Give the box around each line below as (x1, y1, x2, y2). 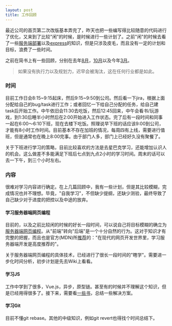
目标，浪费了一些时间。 (5, 46, 55, 52)
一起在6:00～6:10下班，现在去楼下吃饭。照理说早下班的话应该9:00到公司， (5, 120, 164, 126)
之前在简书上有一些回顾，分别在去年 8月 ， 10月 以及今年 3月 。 (5, 57, 132, 63)
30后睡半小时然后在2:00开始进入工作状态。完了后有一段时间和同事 (21, 114, 163, 120)
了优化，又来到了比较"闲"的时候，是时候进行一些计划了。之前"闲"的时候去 (5, 33, 162, 40)
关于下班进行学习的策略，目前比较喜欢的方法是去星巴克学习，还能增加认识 (5, 144, 162, 150)
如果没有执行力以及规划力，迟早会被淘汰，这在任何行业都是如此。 (17, 68, 157, 74)
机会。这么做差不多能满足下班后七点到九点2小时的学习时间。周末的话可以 (9, 150, 165, 157)
